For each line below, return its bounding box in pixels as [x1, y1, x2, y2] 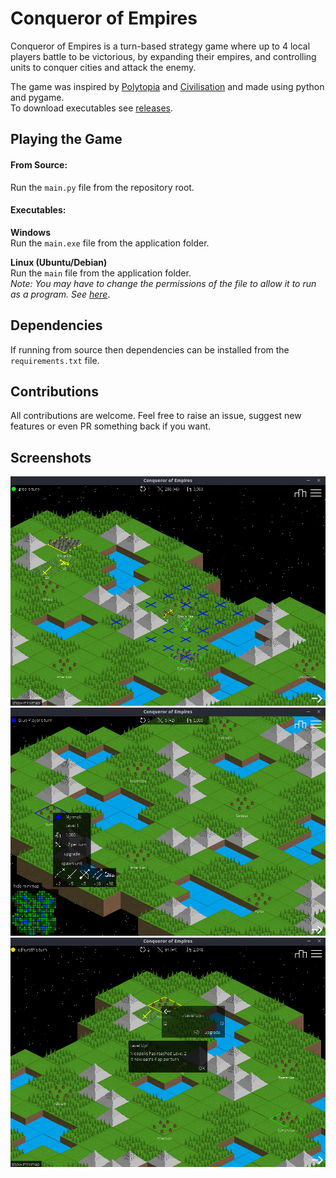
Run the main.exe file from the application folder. [10, 237, 210, 249]
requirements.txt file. [10, 354, 100, 366]
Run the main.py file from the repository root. [10, 181, 195, 193]
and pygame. [10, 91, 65, 103]
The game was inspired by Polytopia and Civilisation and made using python [10, 80, 325, 92]
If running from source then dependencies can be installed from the [10, 343, 290, 356]
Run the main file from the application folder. [10, 267, 192, 279]
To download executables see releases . [10, 102, 173, 114]
